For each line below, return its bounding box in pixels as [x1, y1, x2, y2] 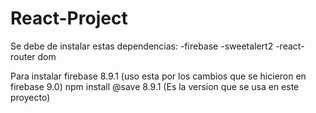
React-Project [10, 7, 128, 30]
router [10, 50, 36, 62]
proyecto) [10, 91, 51, 103]
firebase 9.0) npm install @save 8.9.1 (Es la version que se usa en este [10, 80, 300, 92]
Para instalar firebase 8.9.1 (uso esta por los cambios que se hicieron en [10, 70, 307, 82]
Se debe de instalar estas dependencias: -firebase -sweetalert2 [10, 40, 274, 52]
